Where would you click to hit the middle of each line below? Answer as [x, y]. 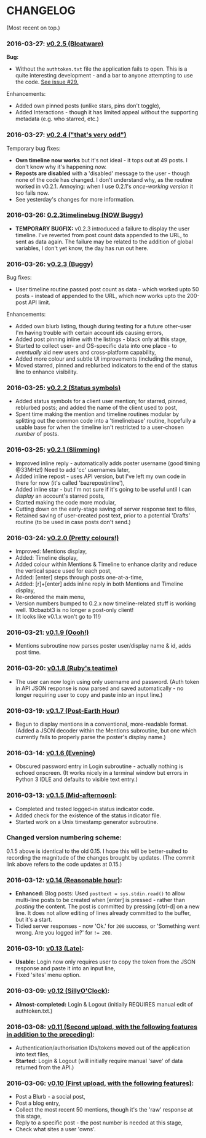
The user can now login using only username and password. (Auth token [107, 681]
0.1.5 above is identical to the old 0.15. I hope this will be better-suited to [97, 851]
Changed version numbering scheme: [64, 838]
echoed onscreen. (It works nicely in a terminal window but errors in [102, 773]
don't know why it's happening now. [61, 167]
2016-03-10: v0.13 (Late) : [45, 949]
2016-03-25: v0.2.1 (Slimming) [53, 450]
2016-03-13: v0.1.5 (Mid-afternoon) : [62, 795]
